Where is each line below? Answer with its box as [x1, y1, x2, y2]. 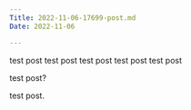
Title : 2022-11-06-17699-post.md [9, 13, 136, 23]
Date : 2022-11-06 [9, 22, 75, 31]
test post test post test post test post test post [9, 55, 182, 65]
